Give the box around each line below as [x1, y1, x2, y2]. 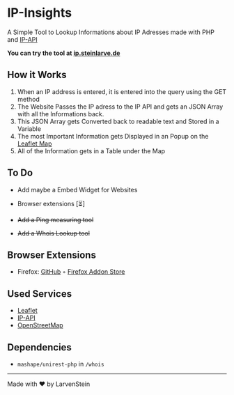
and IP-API [7, 35, 38, 43]
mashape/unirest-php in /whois [17, 360, 104, 368]
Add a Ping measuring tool [17, 215, 94, 224]
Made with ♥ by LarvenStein [7, 380, 91, 388]
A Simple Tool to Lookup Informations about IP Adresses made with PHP [7, 28, 214, 36]
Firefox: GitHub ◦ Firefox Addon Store [17, 268, 125, 276]
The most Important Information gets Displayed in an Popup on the [17, 132, 209, 140]
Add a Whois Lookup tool [17, 229, 91, 238]
